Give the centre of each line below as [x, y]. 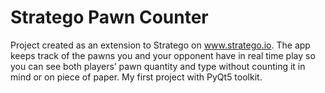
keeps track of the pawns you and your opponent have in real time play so [163, 55]
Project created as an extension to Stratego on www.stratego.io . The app [160, 45]
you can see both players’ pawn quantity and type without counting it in [158, 66]
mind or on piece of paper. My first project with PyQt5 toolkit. [136, 77]
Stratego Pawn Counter [109, 17]
